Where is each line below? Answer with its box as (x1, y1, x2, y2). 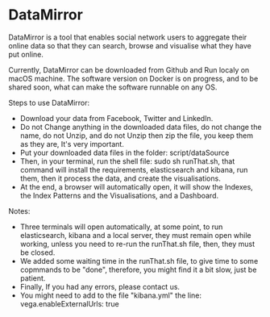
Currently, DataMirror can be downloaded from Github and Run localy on (8, 65, 250, 74)
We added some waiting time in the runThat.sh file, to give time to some (19, 256, 259, 265)
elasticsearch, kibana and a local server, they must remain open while (19, 230, 251, 240)
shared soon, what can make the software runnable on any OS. (8, 82, 218, 92)
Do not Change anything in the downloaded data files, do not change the (19, 122, 262, 131)
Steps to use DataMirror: (8, 98, 90, 107)
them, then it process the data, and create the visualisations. (19, 173, 222, 183)
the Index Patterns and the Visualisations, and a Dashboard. (19, 190, 219, 200)
